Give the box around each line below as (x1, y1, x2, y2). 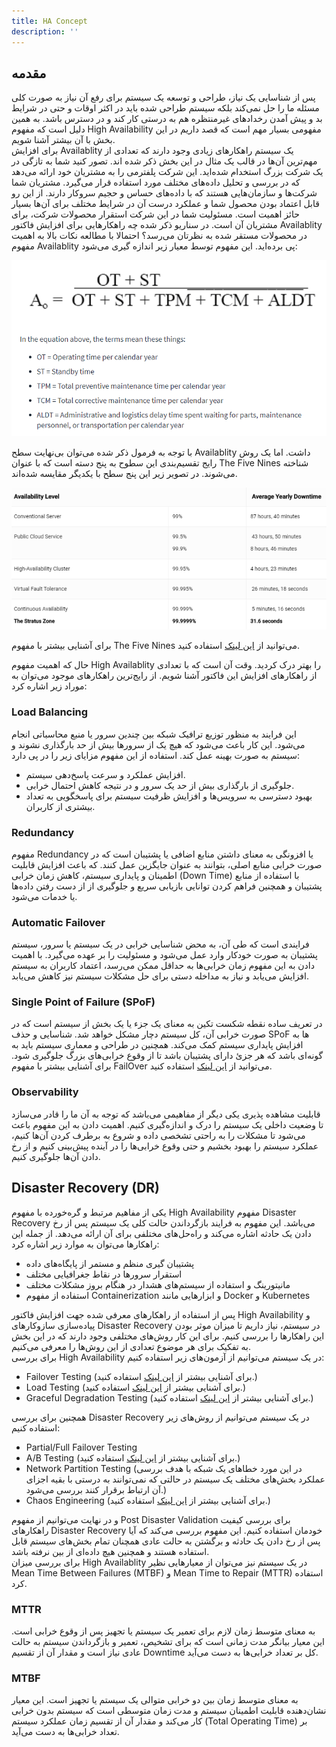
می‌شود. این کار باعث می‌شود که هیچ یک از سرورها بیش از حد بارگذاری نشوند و (11, 738, 306, 750)
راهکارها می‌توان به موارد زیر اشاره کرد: (11, 1238, 160, 1250)
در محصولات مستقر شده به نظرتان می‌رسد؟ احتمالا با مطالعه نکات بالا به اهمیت (11, 230, 308, 242)
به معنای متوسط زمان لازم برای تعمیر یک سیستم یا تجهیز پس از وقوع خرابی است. (11, 1625, 316, 1637)
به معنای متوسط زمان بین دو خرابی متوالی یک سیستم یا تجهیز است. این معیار (11, 1694, 299, 1706)
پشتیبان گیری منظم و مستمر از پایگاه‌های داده (25, 1257, 195, 1269)
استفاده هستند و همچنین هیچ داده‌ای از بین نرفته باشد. (11, 1545, 210, 1557)
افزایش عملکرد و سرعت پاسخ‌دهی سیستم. (25, 768, 186, 780)
